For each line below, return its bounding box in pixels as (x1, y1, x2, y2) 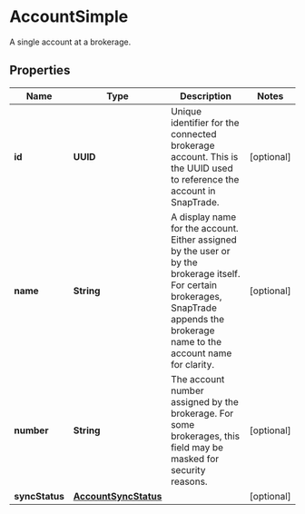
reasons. (171, 475, 208, 488)
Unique (171, 104, 202, 117)
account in (171, 184, 216, 197)
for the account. (171, 222, 239, 234)
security (171, 463, 206, 476)
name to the (171, 335, 222, 348)
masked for (171, 452, 220, 465)
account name (171, 347, 232, 360)
